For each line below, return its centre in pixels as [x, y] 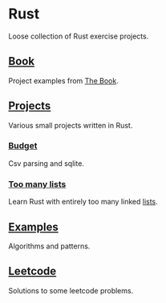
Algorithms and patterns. [49, 246]
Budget [23, 146]
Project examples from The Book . [63, 80]
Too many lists [37, 184]
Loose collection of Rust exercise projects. [79, 36]
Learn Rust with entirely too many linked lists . [83, 202]
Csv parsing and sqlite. [46, 163]
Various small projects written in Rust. [71, 125]
